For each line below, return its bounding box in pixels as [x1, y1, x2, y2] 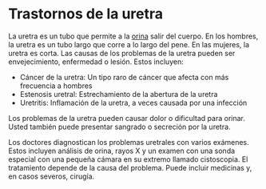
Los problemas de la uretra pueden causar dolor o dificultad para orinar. [8, 113, 246, 123]
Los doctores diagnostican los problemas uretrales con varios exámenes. [8, 137, 249, 147]
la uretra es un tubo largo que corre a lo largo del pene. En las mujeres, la [8, 39, 250, 49]
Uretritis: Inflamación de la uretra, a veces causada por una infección [19, 98, 248, 107]
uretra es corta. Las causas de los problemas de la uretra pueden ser [8, 48, 236, 58]
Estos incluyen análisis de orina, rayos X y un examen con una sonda [8, 146, 236, 155]
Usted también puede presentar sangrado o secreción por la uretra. [8, 122, 231, 131]
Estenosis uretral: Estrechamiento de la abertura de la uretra [19, 89, 218, 99]
